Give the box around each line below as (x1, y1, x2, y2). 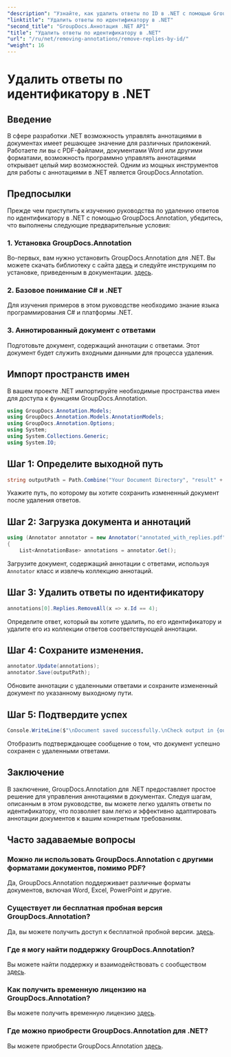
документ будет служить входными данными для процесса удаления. (7, 348, 214, 357)
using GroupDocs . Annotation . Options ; (7, 420, 115, 427)
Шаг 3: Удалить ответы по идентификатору (7, 587, 204, 599)
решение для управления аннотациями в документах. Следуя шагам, (7, 792, 212, 801)
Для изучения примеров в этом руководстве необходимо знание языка (7, 301, 219, 309)
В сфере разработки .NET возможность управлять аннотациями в (7, 132, 202, 140)
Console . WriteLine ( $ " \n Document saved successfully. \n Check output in (7, 726, 214, 734)
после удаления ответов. (7, 496, 81, 504)
